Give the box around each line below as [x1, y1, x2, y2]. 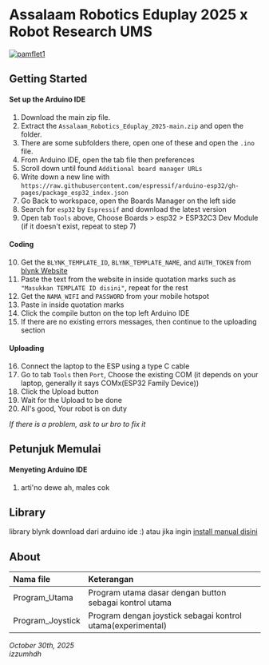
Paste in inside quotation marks [20, 300, 125, 309]
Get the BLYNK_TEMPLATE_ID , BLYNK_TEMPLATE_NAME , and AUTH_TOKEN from [20, 257, 251, 267]
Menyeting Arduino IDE [9, 464, 88, 474]
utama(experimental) [88, 620, 167, 631]
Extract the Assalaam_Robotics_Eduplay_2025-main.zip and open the [20, 121, 244, 130]
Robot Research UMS [9, 22, 152, 41]
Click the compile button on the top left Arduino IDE [20, 308, 190, 317]
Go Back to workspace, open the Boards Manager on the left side [20, 196, 236, 205]
